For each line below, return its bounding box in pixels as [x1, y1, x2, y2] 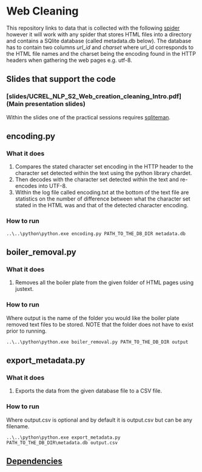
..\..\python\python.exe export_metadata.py [6, 434, 121, 440]
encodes [15, 182, 38, 190]
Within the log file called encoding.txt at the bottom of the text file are [15, 189, 189, 196]
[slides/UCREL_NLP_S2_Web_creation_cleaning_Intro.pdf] [6, 92, 182, 101]
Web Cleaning [6, 4, 79, 18]
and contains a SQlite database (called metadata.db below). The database [6, 37, 192, 44]
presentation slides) [25, 100, 86, 108]
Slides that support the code [6, 74, 116, 84]
